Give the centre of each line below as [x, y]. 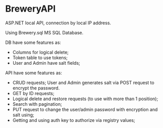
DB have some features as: [33, 42]
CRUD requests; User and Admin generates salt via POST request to [84, 82]
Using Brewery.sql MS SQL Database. [44, 32]
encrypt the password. [36, 88]
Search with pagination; [37, 104]
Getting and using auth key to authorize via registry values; [74, 120]
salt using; [23, 115]
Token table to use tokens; [40, 57]
